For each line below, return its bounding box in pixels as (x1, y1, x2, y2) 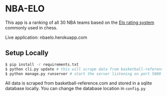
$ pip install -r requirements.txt (5, 62, 79, 67)
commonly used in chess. (5, 24, 58, 30)
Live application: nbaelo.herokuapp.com (5, 34, 87, 40)
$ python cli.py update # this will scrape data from (5, 67, 119, 72)
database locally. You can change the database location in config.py (5, 86, 146, 92)
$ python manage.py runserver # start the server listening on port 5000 (5, 71, 162, 76)
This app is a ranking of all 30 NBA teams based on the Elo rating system (5, 19, 155, 25)
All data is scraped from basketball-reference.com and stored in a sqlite (5, 80, 153, 86)
